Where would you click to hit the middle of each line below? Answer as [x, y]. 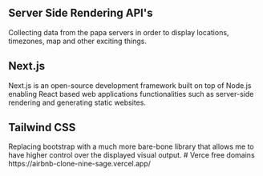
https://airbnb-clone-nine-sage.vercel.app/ [79, 164]
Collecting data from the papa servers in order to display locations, [119, 32]
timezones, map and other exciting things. [77, 41]
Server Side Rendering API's [81, 13]
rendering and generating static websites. [77, 102]
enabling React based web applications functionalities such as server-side [131, 94]
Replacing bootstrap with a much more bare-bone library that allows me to [131, 146]
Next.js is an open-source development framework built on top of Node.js [130, 85]
